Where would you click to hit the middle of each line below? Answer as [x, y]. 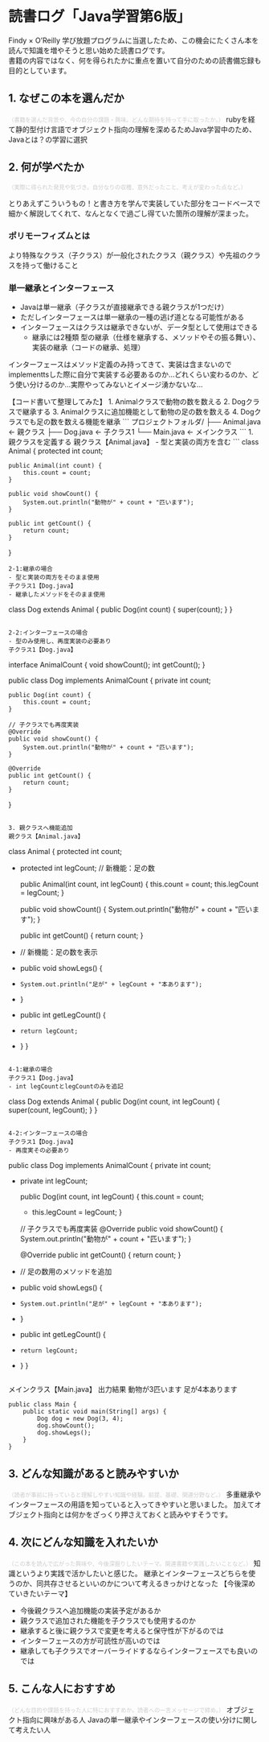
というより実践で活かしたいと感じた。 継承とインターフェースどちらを [132, 1573]
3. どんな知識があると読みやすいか [94, 1474]
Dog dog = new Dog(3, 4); [81, 1419]
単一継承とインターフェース [61, 288]
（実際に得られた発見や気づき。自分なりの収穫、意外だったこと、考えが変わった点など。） [127, 187]
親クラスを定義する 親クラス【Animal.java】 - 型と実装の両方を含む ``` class [134, 442]
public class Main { [43, 1405]
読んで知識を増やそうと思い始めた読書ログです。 [89, 50]
